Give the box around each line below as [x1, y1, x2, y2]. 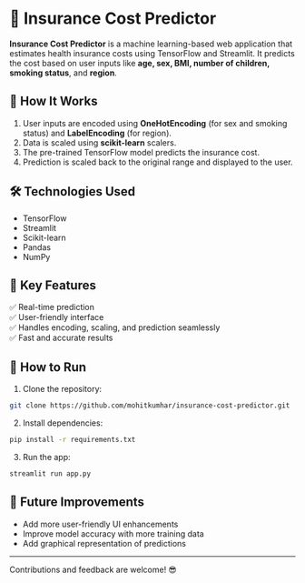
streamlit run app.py [9, 468, 92, 478]
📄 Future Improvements [9, 495, 145, 510]
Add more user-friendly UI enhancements [22, 518, 179, 529]
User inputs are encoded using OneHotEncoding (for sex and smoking [22, 117, 288, 128]
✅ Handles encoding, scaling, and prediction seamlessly [9, 322, 221, 333]
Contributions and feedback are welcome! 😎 [9, 564, 177, 575]
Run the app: [22, 451, 71, 462]
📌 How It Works [9, 94, 98, 109]
